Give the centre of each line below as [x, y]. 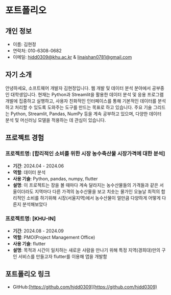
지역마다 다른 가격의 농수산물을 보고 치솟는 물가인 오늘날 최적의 [97, 191]
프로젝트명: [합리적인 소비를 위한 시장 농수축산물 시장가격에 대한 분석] [85, 154]
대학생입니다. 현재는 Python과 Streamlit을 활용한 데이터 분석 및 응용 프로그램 [87, 94]
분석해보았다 [35, 204]
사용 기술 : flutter [29, 243]
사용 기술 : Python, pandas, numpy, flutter [55, 178]
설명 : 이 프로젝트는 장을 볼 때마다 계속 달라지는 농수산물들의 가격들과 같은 [86, 185]
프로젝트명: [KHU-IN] [31, 219]
